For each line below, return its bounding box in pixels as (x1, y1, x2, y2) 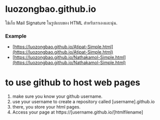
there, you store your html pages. (12, 104, 81, 110)
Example (5, 32, 27, 39)
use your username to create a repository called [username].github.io (12, 99, 155, 105)
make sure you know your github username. (12, 93, 103, 100)
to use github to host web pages (5, 77, 141, 88)
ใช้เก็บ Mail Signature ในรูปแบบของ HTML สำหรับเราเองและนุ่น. (5, 20, 118, 26)
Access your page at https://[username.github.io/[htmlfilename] (12, 109, 143, 115)
